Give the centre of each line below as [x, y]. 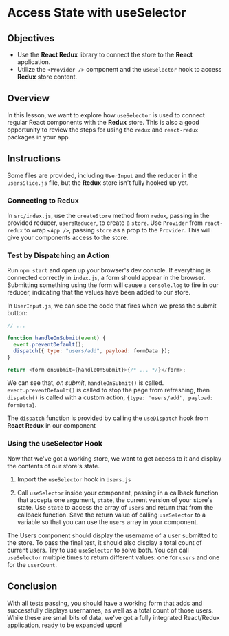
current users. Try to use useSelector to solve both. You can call [98, 550]
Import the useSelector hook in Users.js [74, 479]
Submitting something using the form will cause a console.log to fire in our [113, 285]
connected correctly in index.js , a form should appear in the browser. [107, 278]
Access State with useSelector [97, 13]
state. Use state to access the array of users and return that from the [115, 507]
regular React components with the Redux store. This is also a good [103, 122]
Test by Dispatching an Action [58, 255]
